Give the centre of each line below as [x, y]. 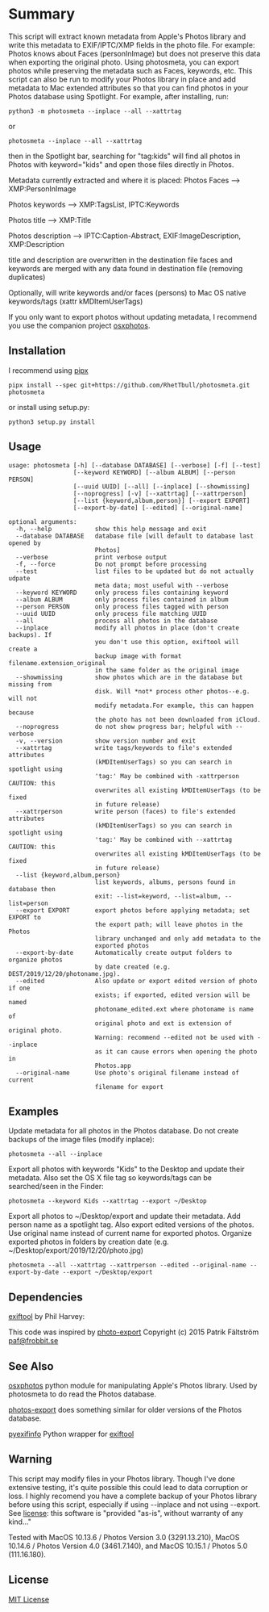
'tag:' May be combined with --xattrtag [163, 839]
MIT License [29, 1599]
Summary [41, 14]
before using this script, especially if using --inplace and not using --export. [134, 1504]
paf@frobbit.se [33, 1341]
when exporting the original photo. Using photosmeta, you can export [124, 62]
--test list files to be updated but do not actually [134, 571]
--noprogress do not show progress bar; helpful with [124, 726]
